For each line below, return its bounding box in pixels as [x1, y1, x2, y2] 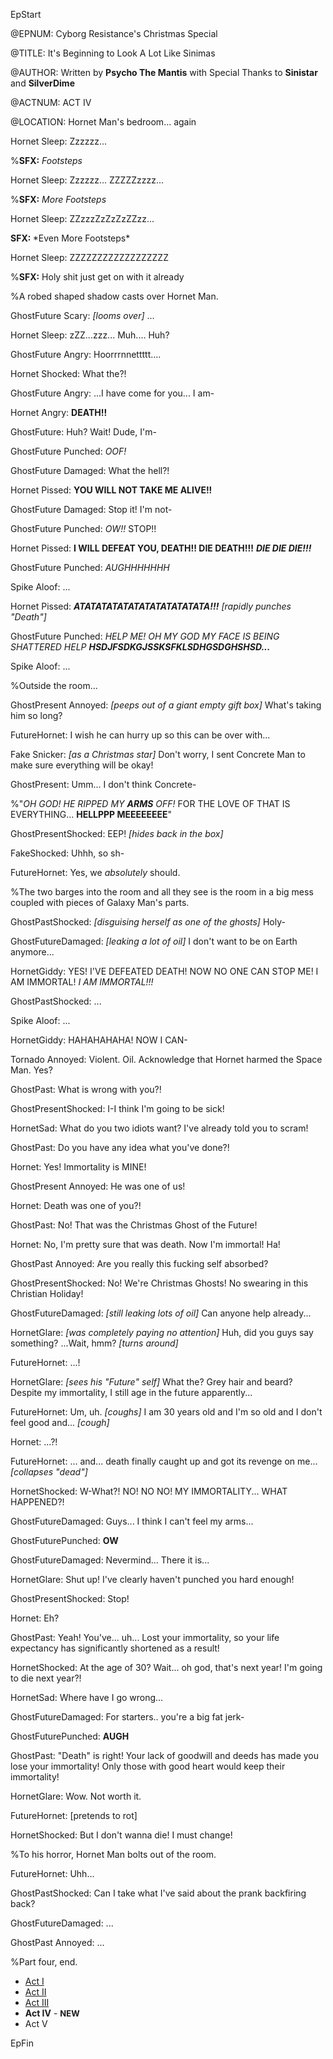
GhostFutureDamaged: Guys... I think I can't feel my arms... [10, 1515, 254, 1527]
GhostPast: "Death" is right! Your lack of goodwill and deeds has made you [10, 1750, 320, 1761]
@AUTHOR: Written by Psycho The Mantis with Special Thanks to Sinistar [10, 67, 318, 78]
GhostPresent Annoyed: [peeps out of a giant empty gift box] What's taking [10, 699, 322, 711]
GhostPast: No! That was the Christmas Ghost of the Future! [10, 1219, 258, 1231]
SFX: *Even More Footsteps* [10, 232, 131, 244]
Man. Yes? [10, 1064, 53, 1076]
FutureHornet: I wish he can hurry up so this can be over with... [10, 729, 271, 741]
